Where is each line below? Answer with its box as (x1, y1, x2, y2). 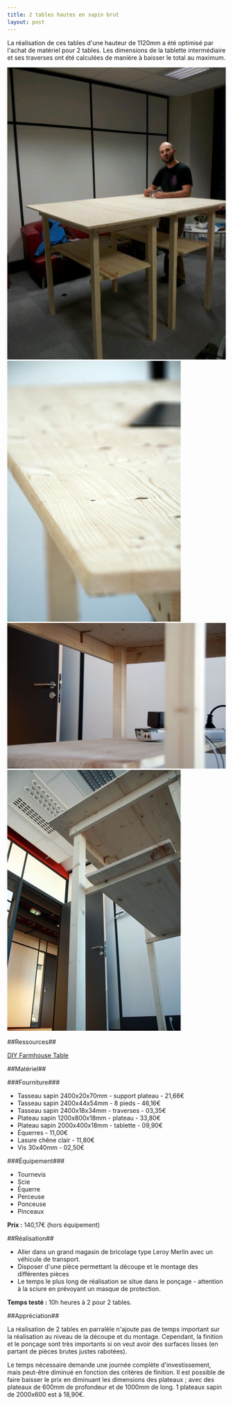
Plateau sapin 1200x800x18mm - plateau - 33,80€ (17, 1114, 161, 1123)
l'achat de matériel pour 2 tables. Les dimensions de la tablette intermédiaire (7, 46, 226, 54)
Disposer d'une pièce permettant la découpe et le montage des (17, 1262, 199, 1271)
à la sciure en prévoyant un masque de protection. (17, 1285, 161, 1293)
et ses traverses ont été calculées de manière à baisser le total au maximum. (7, 53, 226, 62)
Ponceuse (17, 1200, 46, 1208)
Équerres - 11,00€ (17, 1129, 68, 1137)
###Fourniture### (7, 1078, 60, 1086)
